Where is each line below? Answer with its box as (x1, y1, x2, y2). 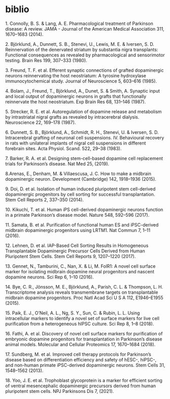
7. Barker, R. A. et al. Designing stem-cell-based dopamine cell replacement (5, 155, 163, 161)
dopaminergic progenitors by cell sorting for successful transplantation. (5, 191, 155, 197)
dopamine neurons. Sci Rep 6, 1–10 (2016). (5, 274, 94, 280)
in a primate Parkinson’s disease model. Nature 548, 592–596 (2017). (5, 212, 150, 218)
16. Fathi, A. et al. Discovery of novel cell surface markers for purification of (5, 330, 163, 336)
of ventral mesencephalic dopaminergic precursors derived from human (5, 383, 156, 389)
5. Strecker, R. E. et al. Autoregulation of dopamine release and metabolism (5, 108, 162, 115)
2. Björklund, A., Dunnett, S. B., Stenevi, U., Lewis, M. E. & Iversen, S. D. (5, 41, 155, 47)
